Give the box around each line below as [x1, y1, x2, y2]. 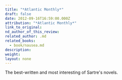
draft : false [5, 12, 31, 16]
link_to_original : [5, 25, 42, 30]
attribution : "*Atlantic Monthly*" [5, 20, 77, 26]
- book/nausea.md [9, 43, 45, 48]
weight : [5, 52, 21, 57]
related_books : [5, 39, 36, 43]
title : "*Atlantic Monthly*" [5, 7, 64, 12]
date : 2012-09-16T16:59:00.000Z [5, 16, 70, 21]
